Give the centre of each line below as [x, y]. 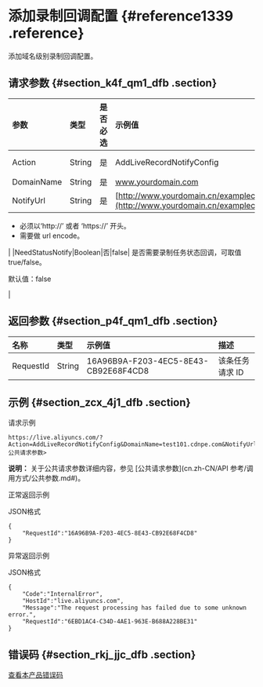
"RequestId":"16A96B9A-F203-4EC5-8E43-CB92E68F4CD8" [110, 534]
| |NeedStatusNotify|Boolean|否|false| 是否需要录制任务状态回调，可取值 [125, 252]
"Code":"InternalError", [63, 594]
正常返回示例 [29, 495]
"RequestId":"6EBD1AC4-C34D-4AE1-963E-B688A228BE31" [110, 622]
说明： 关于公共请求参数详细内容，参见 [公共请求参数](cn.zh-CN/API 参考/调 [131, 469]
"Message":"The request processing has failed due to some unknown [134, 608]
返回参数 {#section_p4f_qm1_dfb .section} [113, 322]
